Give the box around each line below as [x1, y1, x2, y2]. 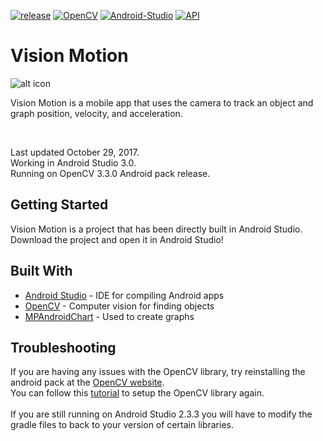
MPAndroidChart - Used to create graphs [24, 310, 195, 322]
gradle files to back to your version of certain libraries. [10, 419, 234, 431]
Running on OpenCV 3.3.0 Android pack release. [10, 167, 211, 179]
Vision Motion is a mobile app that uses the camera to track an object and [10, 96, 314, 109]
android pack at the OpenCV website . [10, 376, 165, 389]
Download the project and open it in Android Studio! [10, 233, 224, 245]
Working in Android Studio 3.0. [10, 156, 137, 169]
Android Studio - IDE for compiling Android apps [24, 289, 225, 301]
